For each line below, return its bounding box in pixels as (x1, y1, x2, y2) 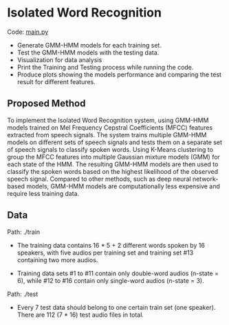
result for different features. (17, 77, 96, 86)
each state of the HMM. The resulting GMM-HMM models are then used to (7, 160, 219, 168)
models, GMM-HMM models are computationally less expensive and (26, 181, 220, 190)
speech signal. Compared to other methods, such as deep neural (7, 175, 191, 183)
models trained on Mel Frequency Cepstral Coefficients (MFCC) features (7, 123, 213, 132)
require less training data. (7, 189, 80, 197)
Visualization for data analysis (17, 55, 102, 63)
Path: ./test (7, 290, 39, 298)
